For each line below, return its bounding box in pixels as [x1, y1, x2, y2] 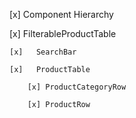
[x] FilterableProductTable [9, 28, 117, 39]
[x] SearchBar [9, 47, 77, 57]
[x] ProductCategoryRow [27, 82, 127, 92]
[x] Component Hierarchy [9, 9, 114, 20]
